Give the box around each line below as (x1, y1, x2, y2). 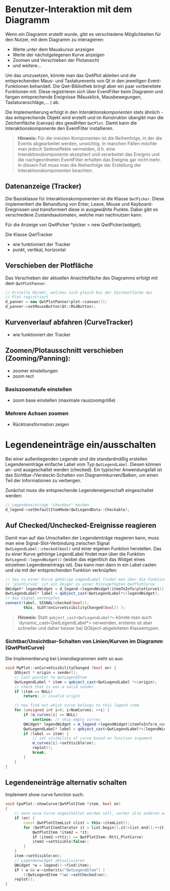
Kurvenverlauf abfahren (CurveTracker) (5, 318, 133, 327)
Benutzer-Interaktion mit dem (5, 4, 133, 15)
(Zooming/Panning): (5, 354, 71, 363)
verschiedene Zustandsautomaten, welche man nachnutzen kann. (5, 211, 143, 218)
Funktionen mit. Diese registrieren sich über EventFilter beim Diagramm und (5, 88, 163, 94)
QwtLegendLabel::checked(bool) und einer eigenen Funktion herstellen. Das (5, 545, 162, 551)
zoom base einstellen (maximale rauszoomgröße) (12, 397, 116, 403)
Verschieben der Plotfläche (5, 261, 94, 270)
